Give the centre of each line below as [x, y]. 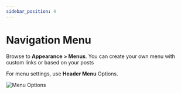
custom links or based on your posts [50, 62]
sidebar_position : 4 [31, 11]
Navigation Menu [49, 40]
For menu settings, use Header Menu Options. [62, 74]
